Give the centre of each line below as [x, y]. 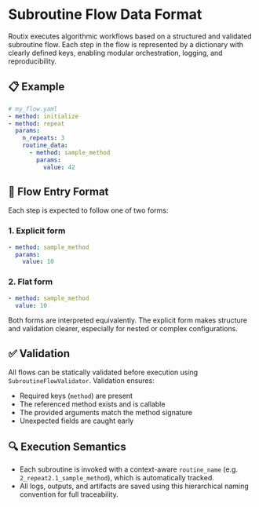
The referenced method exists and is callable [92, 404]
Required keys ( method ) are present [76, 396]
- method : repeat [36, 123]
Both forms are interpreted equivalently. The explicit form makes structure [128, 320]
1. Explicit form [37, 231]
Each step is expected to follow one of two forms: [88, 210]
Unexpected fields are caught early [77, 421]
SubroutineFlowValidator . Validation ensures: [81, 381]
